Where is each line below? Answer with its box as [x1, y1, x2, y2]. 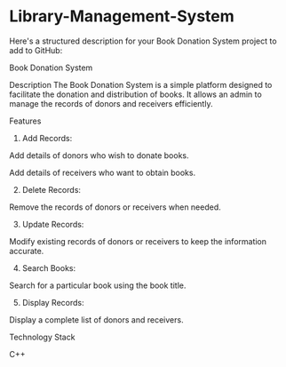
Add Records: [21, 132, 73, 143]
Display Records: [21, 297, 84, 307]
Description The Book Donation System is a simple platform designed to [9, 79, 273, 90]
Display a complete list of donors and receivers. [9, 314, 184, 325]
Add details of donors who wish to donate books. [9, 149, 189, 161]
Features [9, 116, 42, 126]
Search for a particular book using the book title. [9, 280, 187, 291]
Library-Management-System [9, 6, 235, 27]
